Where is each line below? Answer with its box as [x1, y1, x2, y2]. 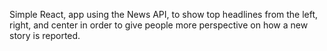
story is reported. [9, 30, 81, 41]
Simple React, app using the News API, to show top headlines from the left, [9, 9, 319, 20]
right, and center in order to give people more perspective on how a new [9, 19, 309, 31]
